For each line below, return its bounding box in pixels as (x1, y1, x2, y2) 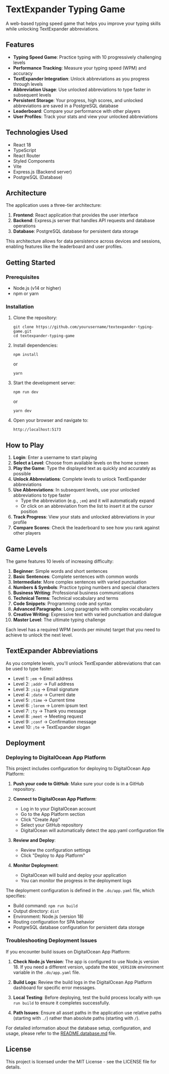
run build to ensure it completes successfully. (13, 1000, 110, 1006)
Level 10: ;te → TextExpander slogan (13, 724, 91, 730)
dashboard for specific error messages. (13, 985, 96, 991)
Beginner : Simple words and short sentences (13, 568, 108, 574)
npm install (13, 352, 38, 357)
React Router (13, 152, 40, 159)
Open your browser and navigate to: (13, 417, 89, 423)
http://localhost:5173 (13, 427, 61, 433)
